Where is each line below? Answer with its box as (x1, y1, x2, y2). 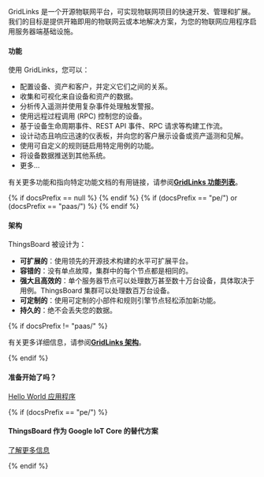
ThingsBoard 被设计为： (8, 240, 87, 249)
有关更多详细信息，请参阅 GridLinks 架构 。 (8, 337, 146, 347)
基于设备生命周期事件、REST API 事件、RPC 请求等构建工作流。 (19, 121, 227, 131)
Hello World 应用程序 (8, 391, 76, 401)
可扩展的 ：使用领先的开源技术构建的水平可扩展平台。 (19, 256, 193, 266)
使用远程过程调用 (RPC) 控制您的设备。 (19, 111, 147, 121)
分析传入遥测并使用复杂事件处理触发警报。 (19, 102, 158, 111)
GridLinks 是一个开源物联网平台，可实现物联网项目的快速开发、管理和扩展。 (8, 7, 255, 16)
